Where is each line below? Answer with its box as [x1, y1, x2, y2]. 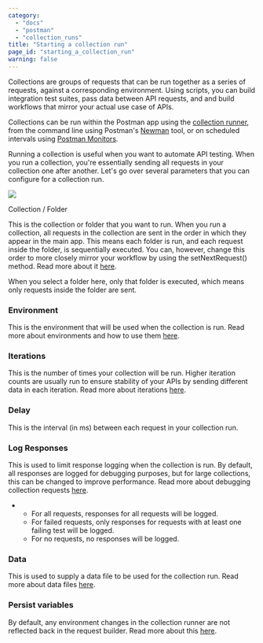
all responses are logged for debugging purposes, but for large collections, [8, 469, 251, 479]
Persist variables [8, 600, 74, 611]
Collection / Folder [8, 204, 68, 213]
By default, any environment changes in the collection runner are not [8, 617, 230, 626]
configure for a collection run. [8, 174, 104, 183]
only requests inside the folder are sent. [8, 285, 137, 294]
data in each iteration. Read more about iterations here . [8, 385, 187, 394]
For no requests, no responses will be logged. [31, 534, 180, 544]
